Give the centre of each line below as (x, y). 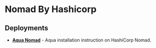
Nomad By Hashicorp (51, 9)
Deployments (27, 28)
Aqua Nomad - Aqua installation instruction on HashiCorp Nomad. (82, 40)
